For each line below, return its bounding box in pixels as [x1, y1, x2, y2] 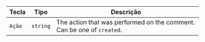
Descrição [110, 8, 142, 16]
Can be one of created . [56, 26, 123, 34]
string [31, 23, 51, 29]
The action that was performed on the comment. [56, 18, 195, 26]
